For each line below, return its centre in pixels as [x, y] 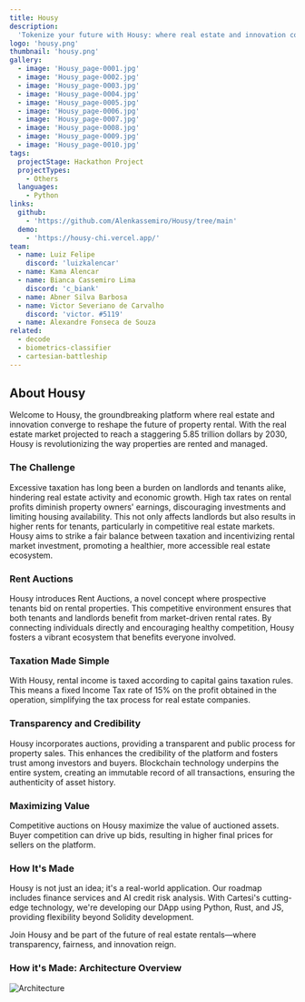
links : [22, 204]
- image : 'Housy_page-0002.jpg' [79, 77]
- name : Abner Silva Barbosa [73, 297]
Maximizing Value [50, 805]
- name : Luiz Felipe [56, 255]
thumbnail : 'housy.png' [54, 52]
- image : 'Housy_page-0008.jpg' [79, 128]
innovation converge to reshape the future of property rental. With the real [148, 425]
